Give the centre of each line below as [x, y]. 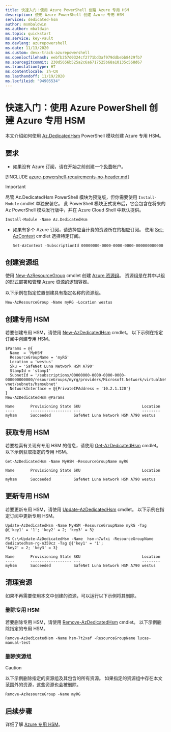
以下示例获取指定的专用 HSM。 [38, 452]
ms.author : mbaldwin [27, 29]
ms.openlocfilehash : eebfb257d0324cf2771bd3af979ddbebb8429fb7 [74, 57]
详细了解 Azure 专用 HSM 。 [34, 724]
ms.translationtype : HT [31, 67]
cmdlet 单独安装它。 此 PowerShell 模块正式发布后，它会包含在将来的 [93, 203]
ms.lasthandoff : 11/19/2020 [35, 76]
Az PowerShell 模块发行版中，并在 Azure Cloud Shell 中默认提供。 [75, 210]
